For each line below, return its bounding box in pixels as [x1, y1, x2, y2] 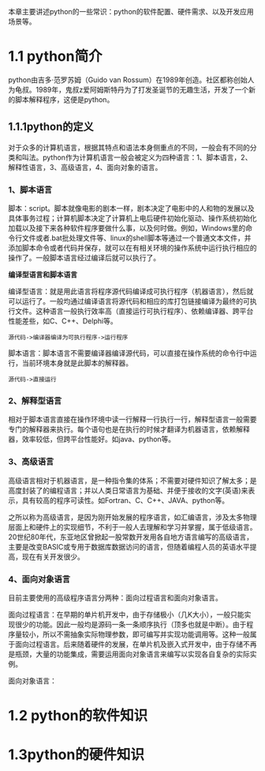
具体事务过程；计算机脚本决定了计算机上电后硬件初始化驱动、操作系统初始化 [8, 214, 257, 223]
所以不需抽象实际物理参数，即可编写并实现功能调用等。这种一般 [42, 629, 250, 639]
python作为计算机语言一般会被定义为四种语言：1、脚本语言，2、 [42, 153, 252, 162]
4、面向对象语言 [8, 573, 71, 584]
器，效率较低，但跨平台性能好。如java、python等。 [8, 434, 176, 444]
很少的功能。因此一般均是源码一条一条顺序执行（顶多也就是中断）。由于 [14, 619, 247, 629]
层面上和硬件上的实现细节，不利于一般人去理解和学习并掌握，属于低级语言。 [8, 522, 257, 531]
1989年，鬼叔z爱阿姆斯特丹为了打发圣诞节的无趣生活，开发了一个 [35, 85, 249, 94]
